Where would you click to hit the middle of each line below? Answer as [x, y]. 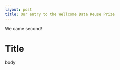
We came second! [24, 28]
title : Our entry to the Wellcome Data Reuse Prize [60, 14]
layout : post [19, 10]
